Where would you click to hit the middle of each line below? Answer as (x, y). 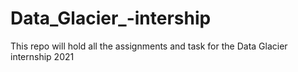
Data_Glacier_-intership (111, 18)
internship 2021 (42, 56)
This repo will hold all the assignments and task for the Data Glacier (149, 46)
